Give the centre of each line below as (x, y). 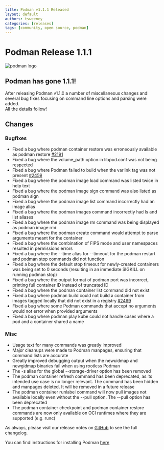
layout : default (22, 14)
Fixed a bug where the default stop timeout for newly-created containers (85, 264)
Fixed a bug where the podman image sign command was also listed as (84, 191)
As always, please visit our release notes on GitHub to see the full (71, 427)
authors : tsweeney (24, 19)
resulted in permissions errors (42, 248)
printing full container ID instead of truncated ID (60, 285)
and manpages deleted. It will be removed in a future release (73, 387)
